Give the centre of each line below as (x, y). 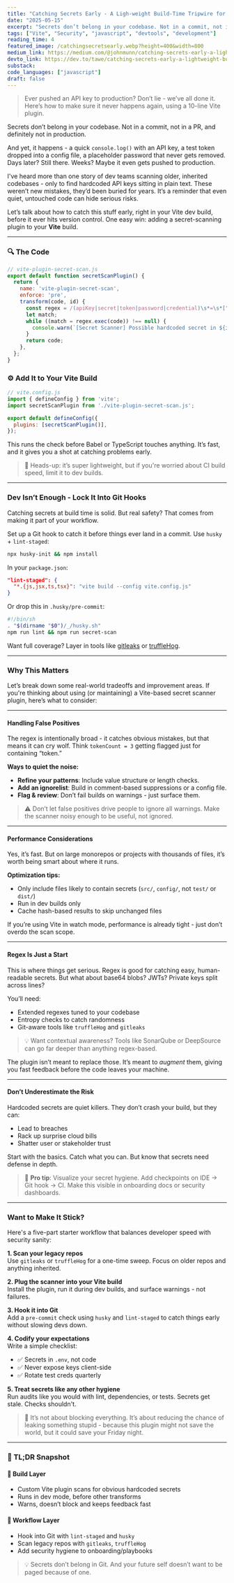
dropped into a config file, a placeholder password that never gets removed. (117, 155)
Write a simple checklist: (42, 1346)
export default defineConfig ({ (53, 418)
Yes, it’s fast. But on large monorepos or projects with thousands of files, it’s (116, 854)
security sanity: (29, 1240)
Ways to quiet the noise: (43, 767)
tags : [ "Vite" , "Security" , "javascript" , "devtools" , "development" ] (112, 33)
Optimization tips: (34, 875)
